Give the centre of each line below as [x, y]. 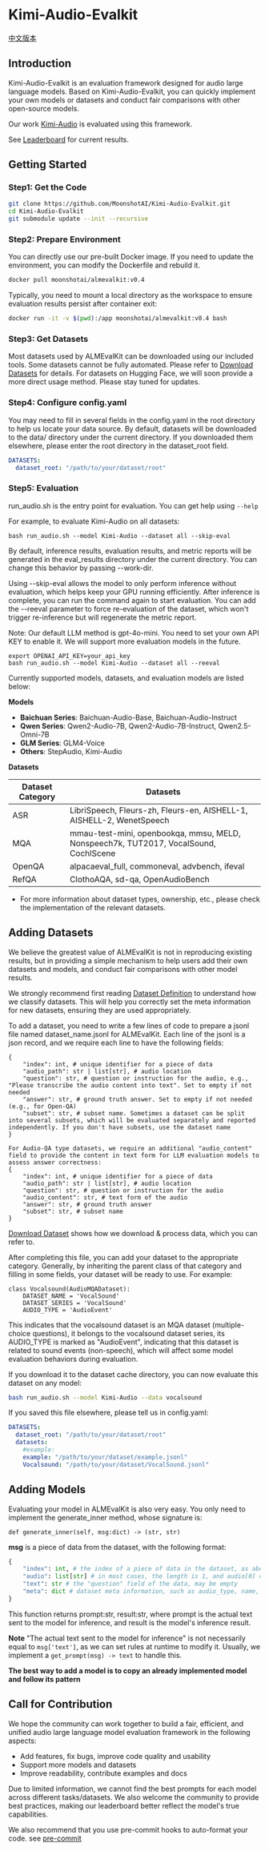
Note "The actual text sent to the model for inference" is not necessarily [127, 1638]
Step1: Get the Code [48, 187]
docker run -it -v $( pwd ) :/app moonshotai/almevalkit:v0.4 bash [118, 319]
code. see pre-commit [45, 1838]
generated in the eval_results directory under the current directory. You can [133, 559]
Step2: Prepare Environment [65, 239]
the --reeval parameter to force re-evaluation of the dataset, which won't [128, 608]
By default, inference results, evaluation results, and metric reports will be [130, 551]
